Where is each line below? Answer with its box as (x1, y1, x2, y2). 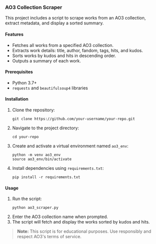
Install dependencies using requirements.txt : (12, 165, 104, 171)
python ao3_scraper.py (12, 205, 59, 210)
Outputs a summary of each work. (12, 58, 81, 63)
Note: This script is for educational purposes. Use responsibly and (17, 228, 152, 234)
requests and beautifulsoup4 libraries (12, 85, 88, 91)
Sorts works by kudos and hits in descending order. (12, 53, 116, 59)
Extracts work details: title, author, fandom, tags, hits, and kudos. (12, 47, 143, 53)
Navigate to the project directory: (12, 125, 79, 131)
